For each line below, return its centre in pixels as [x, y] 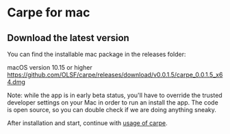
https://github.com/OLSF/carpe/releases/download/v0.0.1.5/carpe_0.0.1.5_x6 [115, 75]
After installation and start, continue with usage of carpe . [87, 123]
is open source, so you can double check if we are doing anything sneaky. [112, 110]
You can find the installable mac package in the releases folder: [97, 54]
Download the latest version [68, 38]
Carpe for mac [49, 13]
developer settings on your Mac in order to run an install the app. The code [113, 103]
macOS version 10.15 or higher [50, 67]
